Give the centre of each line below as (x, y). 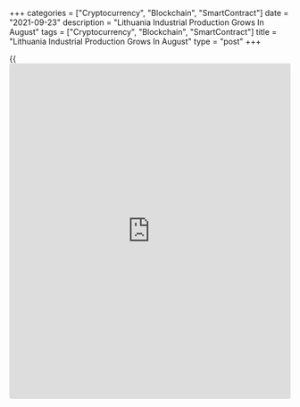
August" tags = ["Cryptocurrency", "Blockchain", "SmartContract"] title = (143, 32)
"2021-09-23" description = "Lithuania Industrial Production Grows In (137, 22)
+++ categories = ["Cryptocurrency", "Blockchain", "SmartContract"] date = (149, 13)
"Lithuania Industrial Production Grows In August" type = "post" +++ (135, 41)
